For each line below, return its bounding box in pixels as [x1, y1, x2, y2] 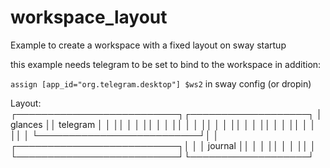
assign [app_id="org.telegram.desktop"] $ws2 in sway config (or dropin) [10, 77, 312, 90]
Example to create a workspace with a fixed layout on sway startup [10, 39, 287, 51]
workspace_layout [10, 6, 168, 29]
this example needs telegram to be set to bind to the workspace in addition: [10, 58, 322, 70]
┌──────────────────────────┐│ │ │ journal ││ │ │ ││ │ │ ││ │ [10, 139, 317, 151]
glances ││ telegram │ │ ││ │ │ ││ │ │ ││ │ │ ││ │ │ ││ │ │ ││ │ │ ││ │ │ [10, 118, 317, 130]
